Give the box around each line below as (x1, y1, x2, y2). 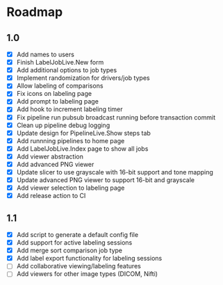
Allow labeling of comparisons (16, 81, 104, 90)
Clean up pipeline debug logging (16, 121, 110, 129)
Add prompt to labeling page (16, 97, 99, 106)
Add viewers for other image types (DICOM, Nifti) (16, 270, 158, 278)
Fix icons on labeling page (16, 90, 92, 98)
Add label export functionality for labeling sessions (16, 254, 163, 263)
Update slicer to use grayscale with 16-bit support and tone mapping (16, 168, 213, 176)
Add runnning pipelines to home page (16, 136, 125, 145)
